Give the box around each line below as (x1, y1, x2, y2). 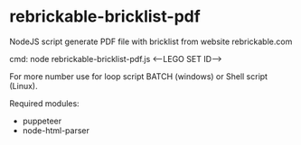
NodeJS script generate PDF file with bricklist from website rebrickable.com (9, 36, 293, 47)
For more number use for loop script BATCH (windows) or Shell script (9, 70, 268, 82)
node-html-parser (22, 124, 90, 136)
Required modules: (9, 97, 80, 109)
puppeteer (22, 115, 61, 126)
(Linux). (9, 80, 38, 91)
